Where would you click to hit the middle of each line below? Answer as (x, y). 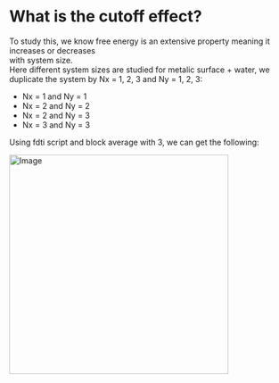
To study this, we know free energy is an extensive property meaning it (139, 41)
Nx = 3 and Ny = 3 (56, 125)
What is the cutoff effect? (106, 17)
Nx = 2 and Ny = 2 (56, 105)
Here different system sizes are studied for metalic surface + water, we (139, 70)
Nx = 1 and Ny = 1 (54, 96)
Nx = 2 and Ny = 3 (56, 115)
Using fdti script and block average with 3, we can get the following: (135, 142)
